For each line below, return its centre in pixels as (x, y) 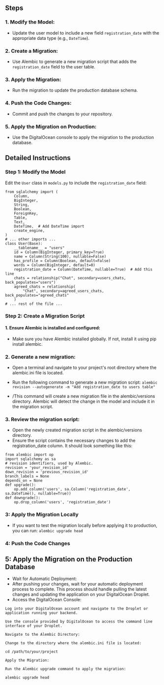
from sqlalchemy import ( (31, 192)
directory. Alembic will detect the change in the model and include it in (83, 401)
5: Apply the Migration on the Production (69, 559)
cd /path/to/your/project (31, 652)
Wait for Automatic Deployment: (44, 579)
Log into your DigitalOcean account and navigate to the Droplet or (77, 609)
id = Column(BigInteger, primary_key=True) (59, 252)
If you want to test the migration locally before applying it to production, (85, 525)
